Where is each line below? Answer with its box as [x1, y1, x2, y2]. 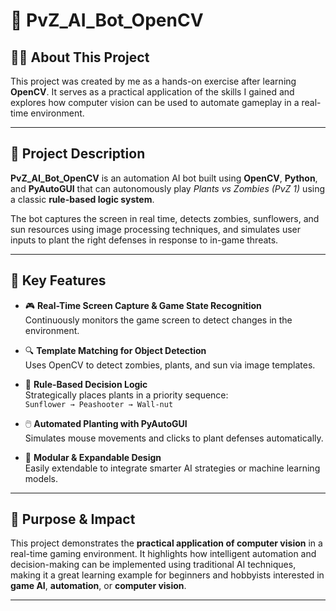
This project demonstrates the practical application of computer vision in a [10, 537, 323, 549]
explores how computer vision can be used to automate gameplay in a [10, 97, 300, 108]
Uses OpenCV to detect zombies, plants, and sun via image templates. [24, 359, 316, 371]
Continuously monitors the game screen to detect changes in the [24, 314, 293, 326]
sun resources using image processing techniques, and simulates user [10, 223, 302, 235]
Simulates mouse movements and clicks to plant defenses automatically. [24, 432, 324, 444]
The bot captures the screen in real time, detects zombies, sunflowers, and [10, 212, 320, 224]
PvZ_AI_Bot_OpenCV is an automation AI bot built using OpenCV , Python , [10, 172, 318, 184]
